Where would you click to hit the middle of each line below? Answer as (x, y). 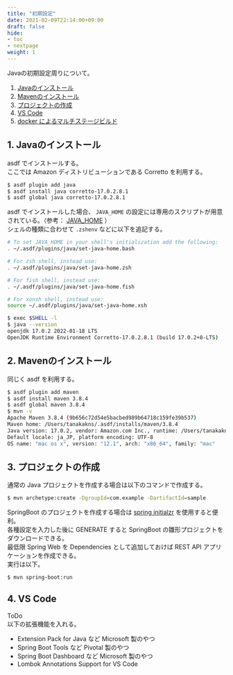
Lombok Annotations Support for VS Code (78, 664)
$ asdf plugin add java (42, 185)
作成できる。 (62, 556)
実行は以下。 (25, 564)
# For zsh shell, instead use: (52, 262)
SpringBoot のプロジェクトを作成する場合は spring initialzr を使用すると (110, 512)
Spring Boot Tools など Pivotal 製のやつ (73, 647)
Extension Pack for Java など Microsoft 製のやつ (86, 638)
